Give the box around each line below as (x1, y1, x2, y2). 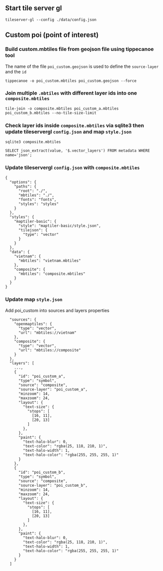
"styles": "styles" (18, 201, 59, 206)
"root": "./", (18, 189, 48, 193)
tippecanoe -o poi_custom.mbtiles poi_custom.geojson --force (5, 78, 137, 83)
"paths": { (14, 184, 37, 189)
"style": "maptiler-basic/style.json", (18, 223, 101, 228)
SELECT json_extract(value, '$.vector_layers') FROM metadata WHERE (5, 148, 150, 154)
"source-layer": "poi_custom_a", (18, 386, 88, 392)
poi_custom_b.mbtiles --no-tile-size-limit (5, 110, 97, 115)
